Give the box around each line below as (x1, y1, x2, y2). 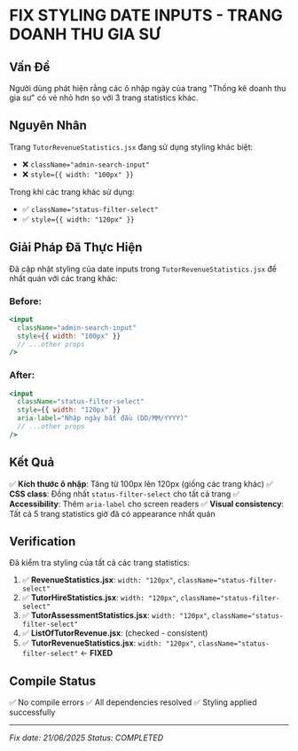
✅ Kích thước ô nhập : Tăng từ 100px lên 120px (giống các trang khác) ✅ (9, 478, 273, 489)
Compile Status (9, 673, 96, 688)
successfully (9, 707, 56, 718)
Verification (9, 534, 76, 550)
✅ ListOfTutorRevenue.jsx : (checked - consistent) (21, 628, 208, 638)
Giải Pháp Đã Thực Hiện (9, 240, 143, 255)
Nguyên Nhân (9, 118, 87, 133)
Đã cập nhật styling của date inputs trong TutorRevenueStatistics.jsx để (9, 263, 278, 274)
